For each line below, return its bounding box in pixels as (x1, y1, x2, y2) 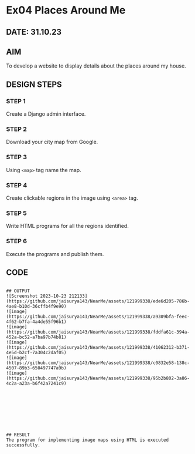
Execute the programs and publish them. (6, 250, 104, 257)
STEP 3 (6, 153, 28, 162)
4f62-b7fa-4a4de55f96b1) (6, 319, 67, 325)
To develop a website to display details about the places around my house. (6, 62, 186, 69)
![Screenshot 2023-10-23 (6, 293, 67, 300)
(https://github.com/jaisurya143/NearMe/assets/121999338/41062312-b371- (6, 345, 190, 351)
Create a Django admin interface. (6, 110, 86, 117)
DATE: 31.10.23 (6, 27, 61, 37)
